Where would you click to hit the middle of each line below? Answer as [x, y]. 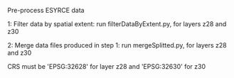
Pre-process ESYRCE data [46, 10]
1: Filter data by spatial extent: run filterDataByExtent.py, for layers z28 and [117, 24]
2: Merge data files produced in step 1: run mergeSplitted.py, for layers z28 [117, 45]
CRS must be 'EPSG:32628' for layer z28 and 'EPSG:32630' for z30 [107, 66]
